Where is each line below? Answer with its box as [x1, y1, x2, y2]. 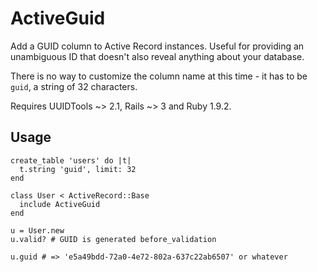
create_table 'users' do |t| [10, 155, 132, 166]
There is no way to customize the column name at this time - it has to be [10, 70, 308, 82]
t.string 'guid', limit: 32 [19, 164, 137, 174]
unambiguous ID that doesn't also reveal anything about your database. [10, 50, 305, 62]
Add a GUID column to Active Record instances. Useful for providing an [10, 40, 305, 52]
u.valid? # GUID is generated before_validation [10, 234, 217, 244]
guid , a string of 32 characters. [10, 80, 138, 92]
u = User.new [10, 225, 65, 236]
